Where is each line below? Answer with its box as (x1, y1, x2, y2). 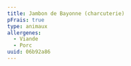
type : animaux (7, 23, 48, 30)
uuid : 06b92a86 (7, 49, 51, 56)
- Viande (13, 36, 39, 43)
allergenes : (7, 29, 41, 36)
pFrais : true (7, 16, 45, 23)
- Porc (13, 42, 32, 49)
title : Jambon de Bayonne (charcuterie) (7, 10, 125, 17)
